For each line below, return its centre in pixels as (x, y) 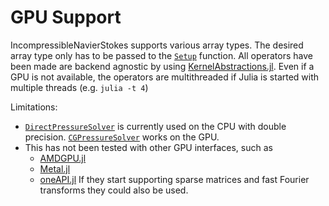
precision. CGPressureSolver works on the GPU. (122, 137)
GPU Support (66, 17)
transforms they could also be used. (114, 190)
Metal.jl (55, 168)
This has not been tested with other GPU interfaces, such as (148, 147)
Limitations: (34, 107)
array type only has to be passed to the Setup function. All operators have (161, 55)
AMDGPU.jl (63, 158)
